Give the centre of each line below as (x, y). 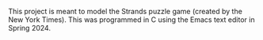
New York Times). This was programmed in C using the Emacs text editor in (131, 20)
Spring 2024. (30, 28)
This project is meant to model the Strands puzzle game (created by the (126, 11)
